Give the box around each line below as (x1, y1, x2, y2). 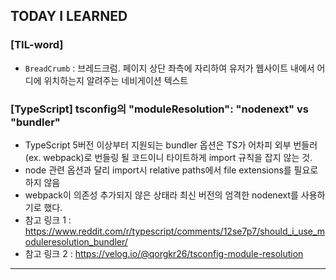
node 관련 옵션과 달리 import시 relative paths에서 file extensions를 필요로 (24, 164, 319, 176)
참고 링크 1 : (24, 214, 72, 226)
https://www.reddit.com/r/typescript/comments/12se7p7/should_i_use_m (24, 225, 326, 237)
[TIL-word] (10, 38, 64, 52)
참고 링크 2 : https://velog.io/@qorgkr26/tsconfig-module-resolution (24, 247, 304, 259)
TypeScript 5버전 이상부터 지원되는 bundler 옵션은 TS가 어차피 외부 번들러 (24, 139, 318, 151)
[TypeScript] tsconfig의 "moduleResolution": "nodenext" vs (10, 102, 309, 116)
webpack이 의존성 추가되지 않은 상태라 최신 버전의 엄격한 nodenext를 (24, 189, 299, 201)
